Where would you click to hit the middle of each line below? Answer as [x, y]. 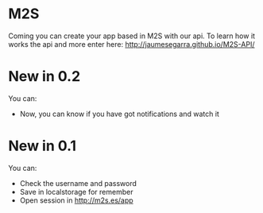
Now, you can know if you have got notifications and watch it [120, 114]
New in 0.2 [44, 77]
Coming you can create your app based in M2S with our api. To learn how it [132, 36]
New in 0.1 [43, 146]
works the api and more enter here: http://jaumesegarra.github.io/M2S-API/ [131, 44]
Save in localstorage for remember [76, 192]
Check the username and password [78, 183]
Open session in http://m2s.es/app [76, 200]
